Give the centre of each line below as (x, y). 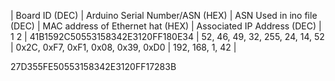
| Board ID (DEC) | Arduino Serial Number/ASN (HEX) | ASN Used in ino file (164, 15)
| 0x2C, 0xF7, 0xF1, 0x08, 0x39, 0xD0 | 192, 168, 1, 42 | (123, 47)
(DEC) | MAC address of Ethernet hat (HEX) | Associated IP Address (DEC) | (166, 26)
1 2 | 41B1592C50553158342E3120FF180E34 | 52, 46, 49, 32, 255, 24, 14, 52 (167, 36)
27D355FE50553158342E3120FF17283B (93, 66)
